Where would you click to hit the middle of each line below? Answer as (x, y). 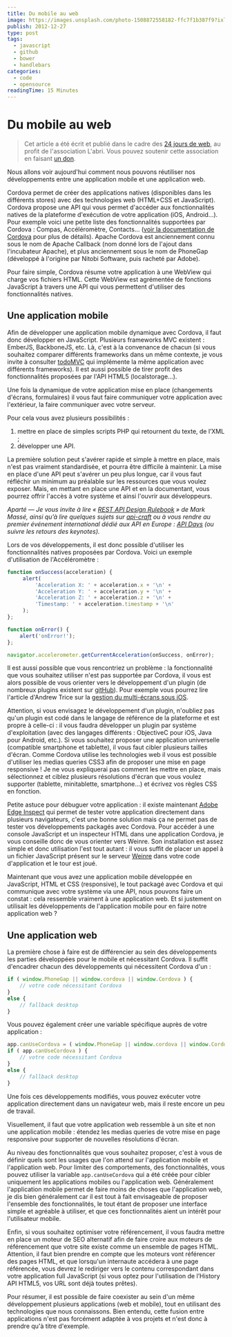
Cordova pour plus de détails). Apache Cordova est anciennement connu (111, 237)
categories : (24, 71)
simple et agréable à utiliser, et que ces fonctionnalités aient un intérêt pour (114, 1211)
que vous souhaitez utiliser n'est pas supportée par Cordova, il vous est (109, 675)
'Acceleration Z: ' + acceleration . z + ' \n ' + (103, 598)
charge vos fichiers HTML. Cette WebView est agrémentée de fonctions (109, 280)
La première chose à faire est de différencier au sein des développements (112, 952)
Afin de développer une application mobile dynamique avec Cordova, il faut (114, 332)
